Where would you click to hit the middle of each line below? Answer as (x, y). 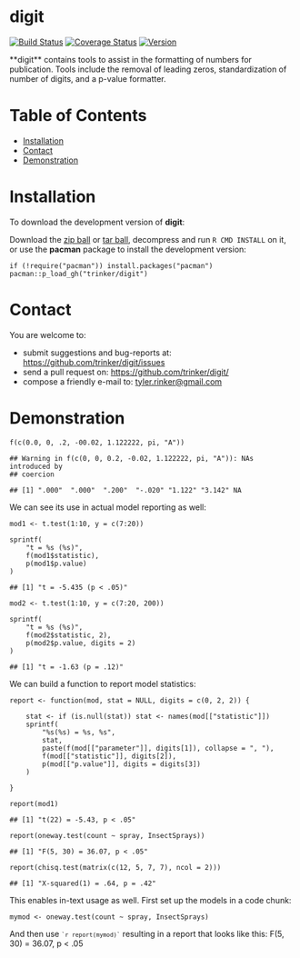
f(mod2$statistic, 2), (69, 635)
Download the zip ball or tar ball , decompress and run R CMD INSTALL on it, (148, 239)
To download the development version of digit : (97, 222)
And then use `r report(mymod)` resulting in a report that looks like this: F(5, (147, 933)
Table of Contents (78, 116)
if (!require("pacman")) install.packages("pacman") (111, 265)
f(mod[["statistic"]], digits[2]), (110, 756)
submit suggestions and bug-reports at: (97, 353)
